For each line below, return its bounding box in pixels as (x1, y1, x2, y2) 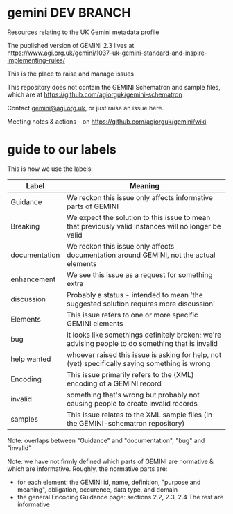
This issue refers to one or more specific (67, 310, 199, 320)
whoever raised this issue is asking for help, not (67, 349, 222, 359)
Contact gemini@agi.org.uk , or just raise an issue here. (7, 103, 164, 112)
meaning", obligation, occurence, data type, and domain (17, 485, 178, 494)
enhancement (10, 274, 56, 284)
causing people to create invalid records (67, 398, 198, 408)
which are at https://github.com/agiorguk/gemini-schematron (7, 90, 182, 99)
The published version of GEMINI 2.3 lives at (7, 41, 135, 49)
